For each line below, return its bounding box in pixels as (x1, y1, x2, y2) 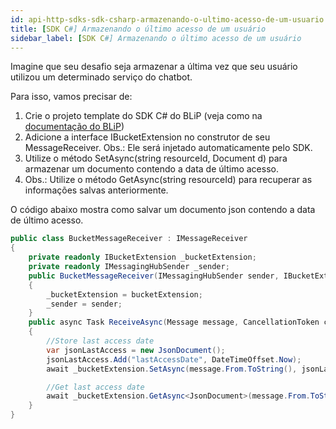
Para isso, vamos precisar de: (10, 91, 133, 103)
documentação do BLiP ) (24, 121, 125, 133)
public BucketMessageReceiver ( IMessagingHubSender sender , (28, 271, 280, 281)
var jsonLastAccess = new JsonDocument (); (46, 345, 226, 355)
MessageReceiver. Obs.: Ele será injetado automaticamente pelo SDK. (24, 142, 313, 154)
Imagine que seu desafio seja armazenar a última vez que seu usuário (10, 61, 298, 73)
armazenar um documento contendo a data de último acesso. (24, 163, 279, 175)
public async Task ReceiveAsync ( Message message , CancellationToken (28, 317, 320, 328)
